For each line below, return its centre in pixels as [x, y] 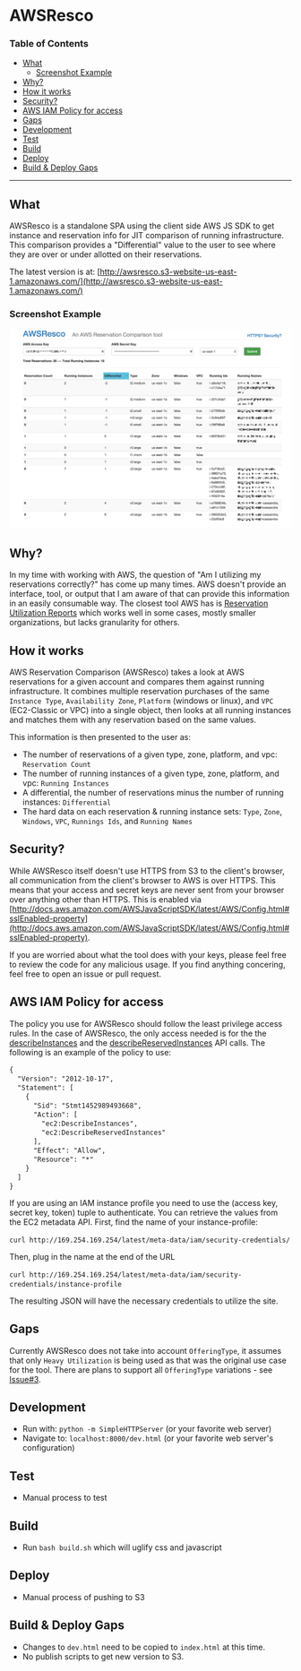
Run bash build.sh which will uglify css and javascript [122, 1547]
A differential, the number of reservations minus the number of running [153, 793]
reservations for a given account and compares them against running [137, 682]
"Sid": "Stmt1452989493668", [87, 1106]
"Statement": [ [46, 1088]
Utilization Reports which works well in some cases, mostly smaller [133, 613]
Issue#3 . [26, 1379]
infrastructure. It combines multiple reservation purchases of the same [140, 692]
